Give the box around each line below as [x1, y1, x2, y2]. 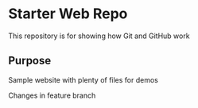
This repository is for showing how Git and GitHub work [8, 31, 190, 40]
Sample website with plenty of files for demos [8, 75, 159, 84]
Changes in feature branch [8, 91, 96, 100]
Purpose [8, 54, 52, 67]
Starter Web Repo [8, 5, 128, 23]
